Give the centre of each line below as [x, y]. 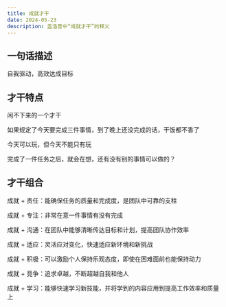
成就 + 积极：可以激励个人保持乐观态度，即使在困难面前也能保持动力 [104, 259]
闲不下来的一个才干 [34, 115]
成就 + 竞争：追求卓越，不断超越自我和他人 [68, 273]
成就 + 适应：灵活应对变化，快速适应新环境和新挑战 [80, 244]
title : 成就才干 [28, 13]
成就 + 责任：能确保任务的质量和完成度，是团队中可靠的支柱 [92, 201]
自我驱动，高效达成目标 [40, 73]
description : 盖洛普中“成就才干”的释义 [58, 26]
